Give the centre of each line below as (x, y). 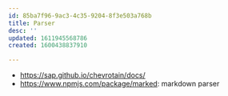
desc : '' (23, 30)
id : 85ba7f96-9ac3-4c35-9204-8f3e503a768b (80, 16)
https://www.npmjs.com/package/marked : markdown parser (120, 84)
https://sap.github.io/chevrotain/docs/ (82, 75)
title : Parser (32, 23)
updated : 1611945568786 (48, 38)
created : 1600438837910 (48, 46)
